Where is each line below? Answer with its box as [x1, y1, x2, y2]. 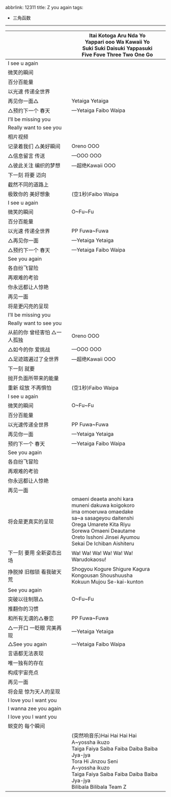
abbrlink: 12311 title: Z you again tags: [5, 5, 83, 10]
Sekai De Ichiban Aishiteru [71, 540, 134, 547]
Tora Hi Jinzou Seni [71, 758, 118, 765]
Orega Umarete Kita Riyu [71, 521, 131, 528]
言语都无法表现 [8, 650, 44, 657]
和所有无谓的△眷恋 [8, 615, 54, 622]
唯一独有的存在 [8, 659, 44, 667]
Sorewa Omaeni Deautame [71, 527, 136, 534]
